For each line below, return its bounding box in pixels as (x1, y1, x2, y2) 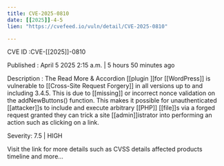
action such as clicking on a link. (7, 118, 100, 127)
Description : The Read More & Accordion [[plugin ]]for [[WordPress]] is (7, 74, 211, 83)
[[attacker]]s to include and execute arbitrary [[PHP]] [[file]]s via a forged (7, 104, 216, 112)
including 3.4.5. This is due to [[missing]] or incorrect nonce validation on (7, 89, 216, 97)
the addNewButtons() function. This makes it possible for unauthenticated (7, 96, 217, 105)
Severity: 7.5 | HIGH (7, 132, 63, 140)
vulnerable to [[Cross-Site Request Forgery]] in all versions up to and (7, 82, 203, 90)
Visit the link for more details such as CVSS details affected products (7, 145, 203, 154)
